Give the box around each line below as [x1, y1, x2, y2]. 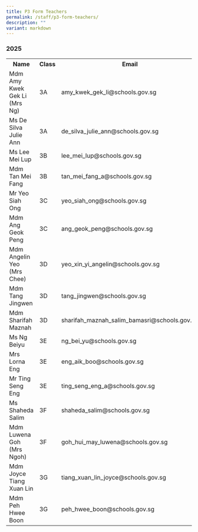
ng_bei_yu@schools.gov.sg [61, 337, 137, 345]
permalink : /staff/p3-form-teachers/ [6, 14, 99, 20]
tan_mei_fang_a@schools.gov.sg [61, 172, 152, 180]
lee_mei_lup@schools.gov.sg [61, 151, 142, 159]
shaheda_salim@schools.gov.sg [61, 406, 150, 414]
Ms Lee [9, 148, 29, 156]
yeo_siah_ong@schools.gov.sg [61, 196, 147, 204]
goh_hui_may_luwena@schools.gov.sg [61, 438, 168, 446]
